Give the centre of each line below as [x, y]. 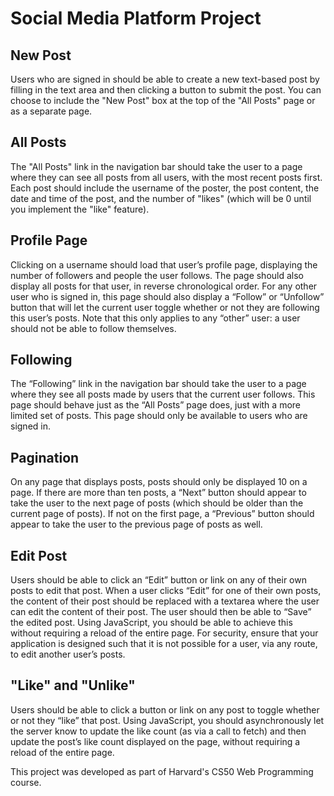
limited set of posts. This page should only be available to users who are [159, 416]
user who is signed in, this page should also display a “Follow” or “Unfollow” [167, 296]
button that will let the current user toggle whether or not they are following [165, 307]
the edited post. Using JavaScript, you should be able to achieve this [151, 623]
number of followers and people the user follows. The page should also [157, 275]
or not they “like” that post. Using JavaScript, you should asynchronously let [167, 720]
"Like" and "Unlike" [73, 685]
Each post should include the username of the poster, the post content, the [165, 188]
